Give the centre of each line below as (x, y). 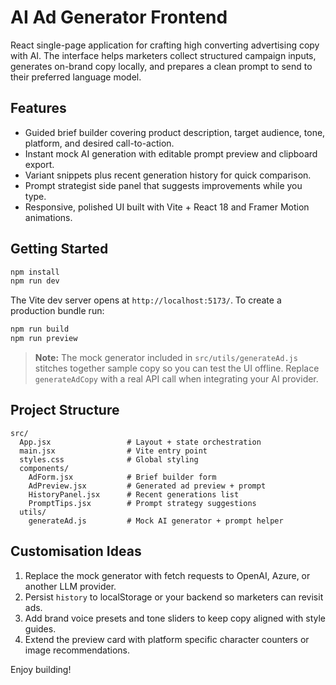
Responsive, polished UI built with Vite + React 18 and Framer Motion (167, 207)
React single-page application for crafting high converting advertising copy (165, 45)
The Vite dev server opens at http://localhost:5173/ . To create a (146, 300)
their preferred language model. (76, 77)
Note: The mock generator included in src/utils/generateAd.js (166, 358)
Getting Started (59, 249)
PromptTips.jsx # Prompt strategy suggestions (142, 503)
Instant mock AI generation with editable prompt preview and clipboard (171, 153)
